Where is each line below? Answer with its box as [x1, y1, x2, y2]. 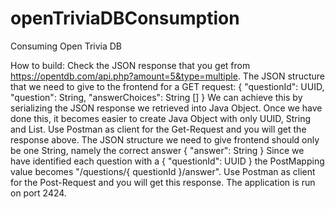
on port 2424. [10, 187, 67, 199]
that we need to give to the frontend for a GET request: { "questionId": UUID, [10, 80, 325, 92]
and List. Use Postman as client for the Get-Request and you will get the [10, 123, 307, 135]
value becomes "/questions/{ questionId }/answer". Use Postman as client [10, 165, 316, 177]
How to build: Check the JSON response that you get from [10, 59, 251, 71]
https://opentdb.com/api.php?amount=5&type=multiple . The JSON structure [10, 70, 325, 82]
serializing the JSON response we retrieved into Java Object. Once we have [10, 102, 323, 114]
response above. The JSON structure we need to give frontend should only [10, 133, 320, 146]
